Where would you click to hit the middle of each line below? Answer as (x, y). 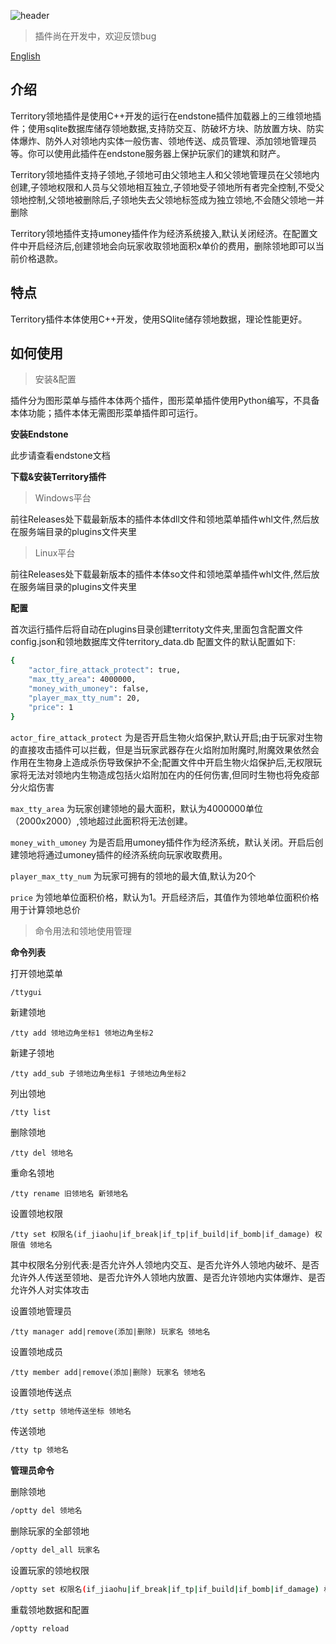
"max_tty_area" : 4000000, (82, 680)
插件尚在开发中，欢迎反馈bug (95, 36)
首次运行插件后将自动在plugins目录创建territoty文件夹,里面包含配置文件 (157, 629)
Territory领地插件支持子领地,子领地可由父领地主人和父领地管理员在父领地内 (165, 174)
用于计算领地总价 (45, 909)
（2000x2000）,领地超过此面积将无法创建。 (101, 821)
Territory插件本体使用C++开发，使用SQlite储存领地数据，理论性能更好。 (159, 319)
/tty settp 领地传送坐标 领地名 (71, 1411)
